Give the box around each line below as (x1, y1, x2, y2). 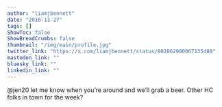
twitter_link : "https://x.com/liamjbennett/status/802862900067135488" (7, 48, 216, 55)
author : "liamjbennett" (7, 10, 75, 17)
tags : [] (7, 22, 32, 29)
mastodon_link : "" (7, 55, 60, 61)
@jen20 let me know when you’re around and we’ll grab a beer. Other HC (7, 86, 214, 94)
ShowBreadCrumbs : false (7, 35, 75, 42)
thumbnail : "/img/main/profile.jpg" (7, 42, 112, 48)
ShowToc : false (7, 29, 51, 36)
